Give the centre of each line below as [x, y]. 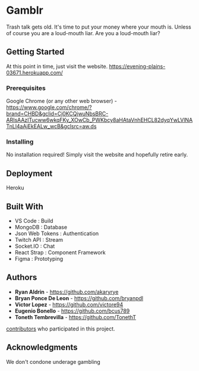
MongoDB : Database [41, 227]
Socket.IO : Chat [35, 246]
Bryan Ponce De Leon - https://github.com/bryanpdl [79, 298]
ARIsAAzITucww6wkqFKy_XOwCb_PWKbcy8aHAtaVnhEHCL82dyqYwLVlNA [99, 120]
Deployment [29, 173]
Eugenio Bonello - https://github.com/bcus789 [72, 311]
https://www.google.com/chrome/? [49, 107]
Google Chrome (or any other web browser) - [61, 101]
